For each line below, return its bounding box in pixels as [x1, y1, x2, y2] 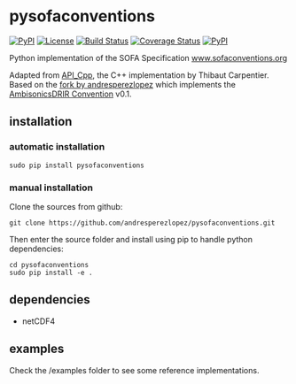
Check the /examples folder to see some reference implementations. [9, 365, 260, 375]
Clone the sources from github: [9, 201, 123, 211]
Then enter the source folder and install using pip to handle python [9, 234, 253, 244]
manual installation [9, 181, 93, 194]
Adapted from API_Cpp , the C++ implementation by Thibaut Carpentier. [9, 69, 269, 81]
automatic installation [9, 141, 105, 153]
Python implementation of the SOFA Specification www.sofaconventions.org [9, 52, 288, 63]
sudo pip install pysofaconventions [9, 161, 144, 170]
